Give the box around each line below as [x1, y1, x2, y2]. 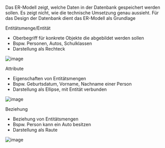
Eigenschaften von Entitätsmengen [12, 76, 86, 81]
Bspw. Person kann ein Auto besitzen [12, 121, 91, 127]
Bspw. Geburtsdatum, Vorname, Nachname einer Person [12, 81, 132, 87]
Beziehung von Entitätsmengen [12, 116, 79, 122]
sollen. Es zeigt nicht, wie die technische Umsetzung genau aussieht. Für [5, 10, 159, 16]
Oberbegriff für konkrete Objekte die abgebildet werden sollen [12, 35, 144, 41]
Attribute [5, 66, 24, 71]
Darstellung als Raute [12, 127, 58, 133]
